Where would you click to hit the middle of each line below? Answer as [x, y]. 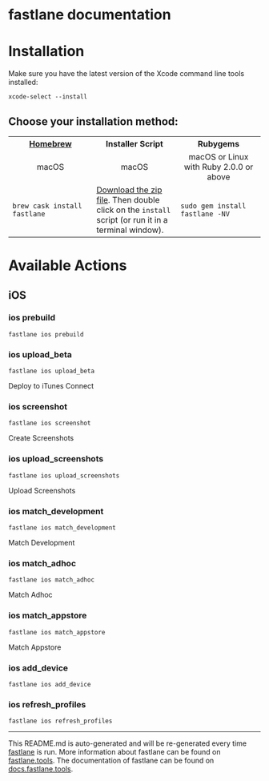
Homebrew [50, 143]
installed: [23, 83]
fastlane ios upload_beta [51, 371]
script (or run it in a [132, 219]
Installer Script [134, 143]
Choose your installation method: [93, 121]
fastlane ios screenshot [50, 423]
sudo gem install [213, 205]
